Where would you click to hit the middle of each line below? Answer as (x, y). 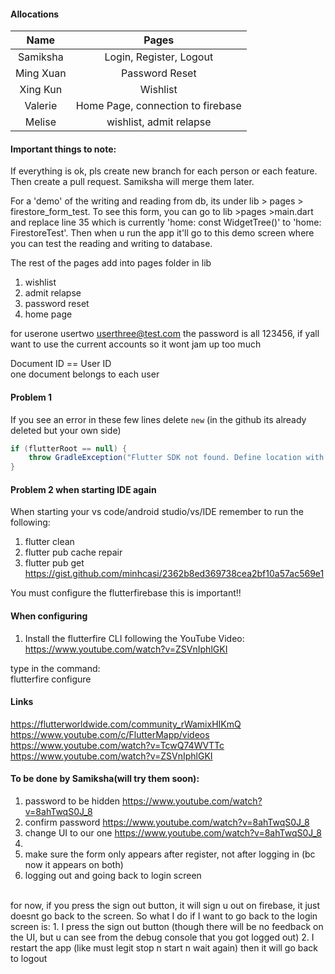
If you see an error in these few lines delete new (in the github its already (158, 419)
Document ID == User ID (61, 364)
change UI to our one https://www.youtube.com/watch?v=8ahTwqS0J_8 (173, 833)
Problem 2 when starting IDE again (83, 489)
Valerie (41, 106)
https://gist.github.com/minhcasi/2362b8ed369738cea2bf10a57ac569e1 (174, 574)
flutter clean (49, 542)
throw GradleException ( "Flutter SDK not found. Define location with (176, 458)
